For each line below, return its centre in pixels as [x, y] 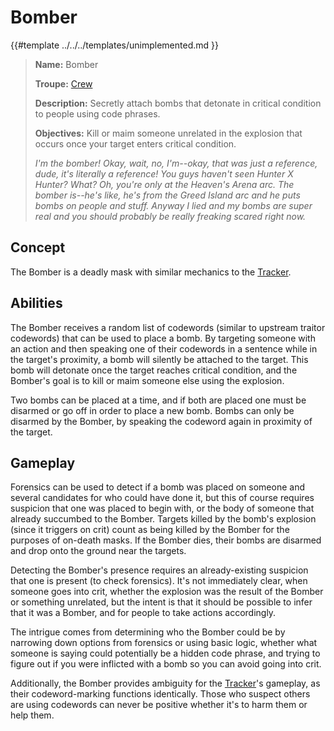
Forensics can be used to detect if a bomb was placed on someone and [158, 487]
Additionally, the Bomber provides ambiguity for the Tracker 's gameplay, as [165, 683]
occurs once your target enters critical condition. [135, 143]
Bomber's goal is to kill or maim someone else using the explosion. [147, 380]
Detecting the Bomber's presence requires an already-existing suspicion [159, 570]
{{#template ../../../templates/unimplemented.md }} [114, 45]
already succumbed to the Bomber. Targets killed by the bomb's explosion [163, 519]
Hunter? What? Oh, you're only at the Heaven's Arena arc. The [164, 184]
